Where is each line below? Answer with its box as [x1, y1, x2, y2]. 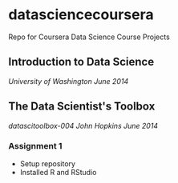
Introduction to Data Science [8, 55, 155, 69]
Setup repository [19, 158, 76, 169]
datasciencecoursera [8, 6, 154, 24]
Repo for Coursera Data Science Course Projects [8, 32, 170, 42]
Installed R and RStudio [19, 167, 97, 177]
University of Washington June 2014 [8, 76, 129, 86]
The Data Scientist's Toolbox [8, 100, 156, 113]
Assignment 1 [8, 141, 63, 152]
